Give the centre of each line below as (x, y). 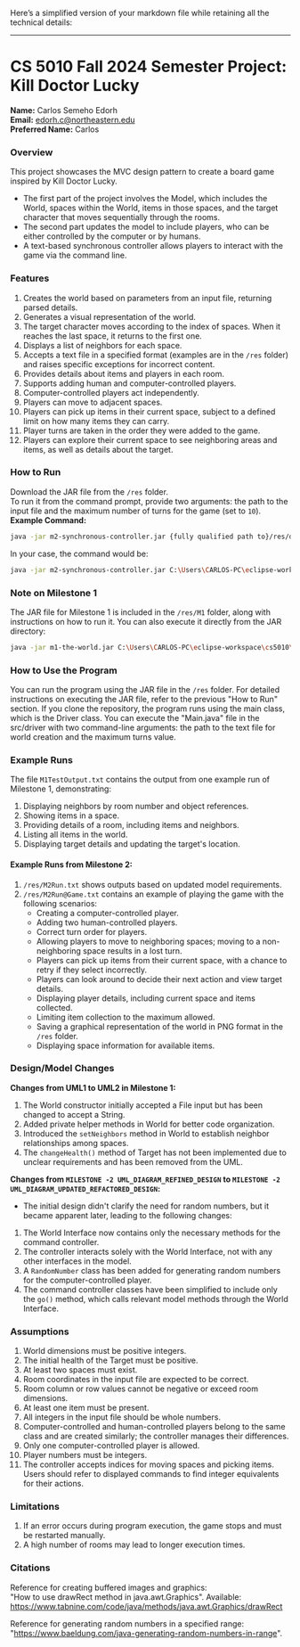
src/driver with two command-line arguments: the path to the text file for (143, 728)
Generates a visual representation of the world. (109, 316)
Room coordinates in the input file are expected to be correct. (136, 1380)
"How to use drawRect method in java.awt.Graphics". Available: (126, 1597)
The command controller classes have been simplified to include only (150, 1289)
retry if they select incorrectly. (92, 970)
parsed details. (50, 307)
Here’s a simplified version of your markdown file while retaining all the (140, 13)
